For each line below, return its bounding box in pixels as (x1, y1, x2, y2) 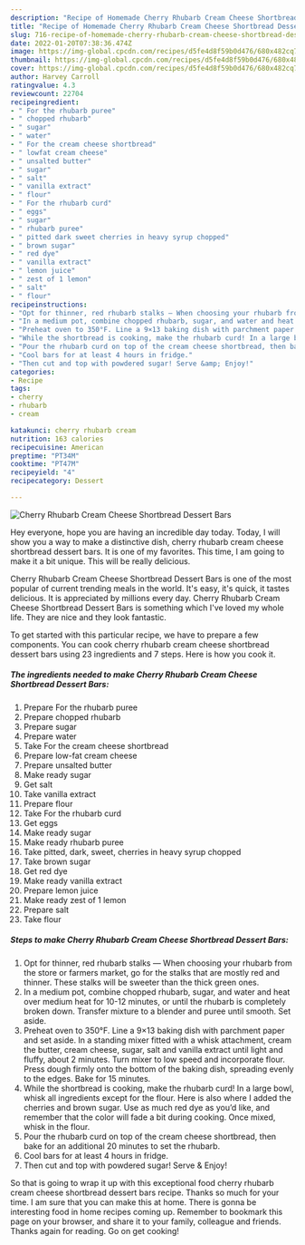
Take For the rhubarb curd (23, 808, 121, 819)
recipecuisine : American (10, 443, 104, 452)
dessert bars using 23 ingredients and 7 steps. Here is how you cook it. (10, 648, 276, 659)
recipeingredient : (10, 97, 80, 107)
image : (10, 47, 35, 56)
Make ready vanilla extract (23, 875, 123, 886)
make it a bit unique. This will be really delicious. (10, 555, 191, 567)
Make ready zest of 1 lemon (23, 894, 127, 905)
